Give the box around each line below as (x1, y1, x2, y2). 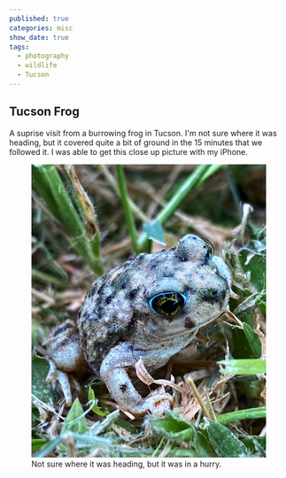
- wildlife (17, 61, 58, 70)
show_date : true (9, 33, 69, 42)
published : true (9, 14, 69, 23)
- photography (17, 51, 69, 61)
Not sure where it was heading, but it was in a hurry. (31, 459, 222, 469)
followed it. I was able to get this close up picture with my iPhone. (9, 146, 248, 157)
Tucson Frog (9, 104, 80, 119)
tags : (9, 42, 29, 51)
